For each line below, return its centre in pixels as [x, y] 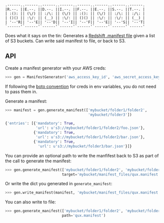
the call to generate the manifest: [38, 161]
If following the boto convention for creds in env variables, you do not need [81, 86]
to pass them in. [21, 92]
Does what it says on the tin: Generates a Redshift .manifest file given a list [80, 36]
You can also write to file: [31, 202]
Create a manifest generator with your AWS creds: [56, 68]
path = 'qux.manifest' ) [84, 216]
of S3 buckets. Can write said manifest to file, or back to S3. [65, 41]
